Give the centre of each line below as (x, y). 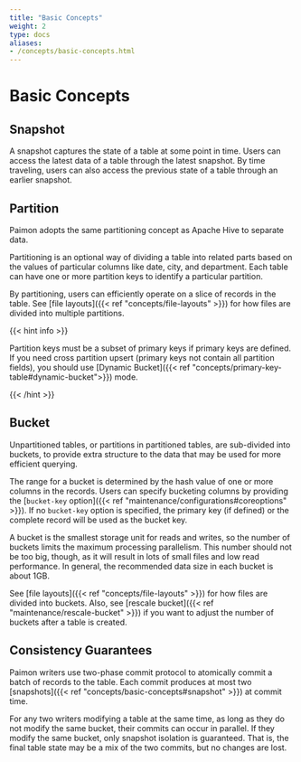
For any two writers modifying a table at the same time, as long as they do (147, 719)
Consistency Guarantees (81, 650)
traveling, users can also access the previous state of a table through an (144, 170)
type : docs (30, 34)
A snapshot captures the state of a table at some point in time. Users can (145, 151)
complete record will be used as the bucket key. (99, 520)
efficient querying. (44, 464)
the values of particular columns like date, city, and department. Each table (149, 267)
